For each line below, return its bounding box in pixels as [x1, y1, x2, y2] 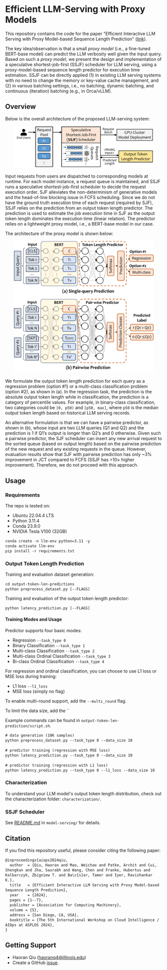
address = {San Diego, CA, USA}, [9, 912, 79, 918]
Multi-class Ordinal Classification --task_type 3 [12, 653, 111, 659]
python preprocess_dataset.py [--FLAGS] [5, 587, 91, 592]
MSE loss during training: [5, 673, 57, 679]
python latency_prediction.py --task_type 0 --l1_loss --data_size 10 [5, 767, 155, 773]
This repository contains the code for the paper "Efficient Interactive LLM [5, 30, 156, 36]
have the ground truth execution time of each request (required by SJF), [5, 200, 153, 206]
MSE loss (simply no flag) [12, 688, 65, 694]
